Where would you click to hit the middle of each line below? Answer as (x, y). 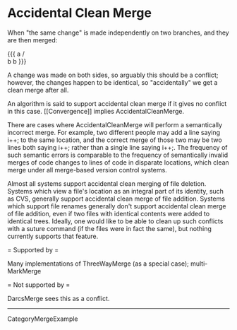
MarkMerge (24, 271)
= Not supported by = (39, 285)
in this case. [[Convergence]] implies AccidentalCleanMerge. (96, 111)
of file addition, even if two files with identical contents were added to (109, 213)
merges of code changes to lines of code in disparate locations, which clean (118, 162)
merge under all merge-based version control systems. (87, 170)
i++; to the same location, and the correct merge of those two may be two (115, 140)
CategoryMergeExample (43, 319)
